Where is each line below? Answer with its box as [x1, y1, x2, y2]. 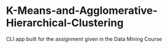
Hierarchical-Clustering [6, 16, 124, 29]
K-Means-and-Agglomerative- [6, 4, 158, 17]
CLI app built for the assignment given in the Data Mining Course [6, 35, 162, 42]
